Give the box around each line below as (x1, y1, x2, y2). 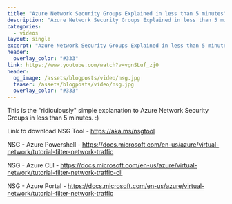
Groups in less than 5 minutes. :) (7, 113, 99, 122)
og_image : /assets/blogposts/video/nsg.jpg (13, 74, 140, 82)
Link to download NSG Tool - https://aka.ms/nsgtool (7, 127, 155, 136)
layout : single (7, 36, 51, 43)
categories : (7, 23, 41, 30)
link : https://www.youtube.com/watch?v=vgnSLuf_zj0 (7, 62, 159, 68)
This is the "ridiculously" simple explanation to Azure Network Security (7, 106, 209, 115)
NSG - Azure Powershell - (7, 140, 81, 149)
